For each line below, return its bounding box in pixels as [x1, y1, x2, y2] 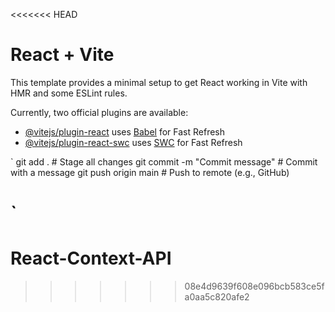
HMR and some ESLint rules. [10, 87, 128, 99]
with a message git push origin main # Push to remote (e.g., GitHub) [10, 166, 290, 178]
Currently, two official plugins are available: [10, 106, 189, 118]
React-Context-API [10, 247, 172, 270]
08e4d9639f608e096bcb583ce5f [184, 280, 325, 293]
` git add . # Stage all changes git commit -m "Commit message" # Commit [10, 155, 318, 168]
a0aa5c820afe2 [184, 291, 250, 303]
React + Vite [10, 44, 115, 66]
